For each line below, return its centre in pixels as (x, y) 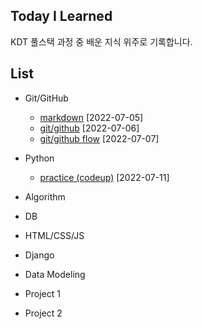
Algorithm (45, 196)
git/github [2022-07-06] (89, 128)
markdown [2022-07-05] (91, 117)
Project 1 (42, 293)
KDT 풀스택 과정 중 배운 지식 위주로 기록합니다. (101, 41)
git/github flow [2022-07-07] (99, 138)
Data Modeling (55, 274)
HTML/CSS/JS (54, 235)
